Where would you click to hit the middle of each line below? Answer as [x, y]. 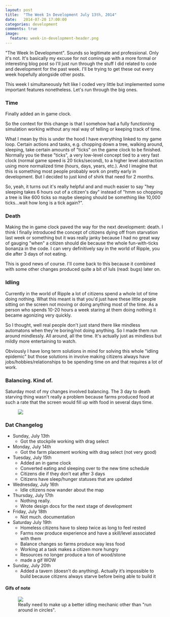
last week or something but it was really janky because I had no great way [82, 238]
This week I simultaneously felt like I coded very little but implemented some [85, 84]
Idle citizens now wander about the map [62, 490]
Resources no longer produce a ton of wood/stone [73, 555]
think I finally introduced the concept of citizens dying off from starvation [82, 232]
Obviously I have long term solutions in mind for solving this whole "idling [82, 351]
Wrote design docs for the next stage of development [76, 506]
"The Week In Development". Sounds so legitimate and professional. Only [82, 53]
